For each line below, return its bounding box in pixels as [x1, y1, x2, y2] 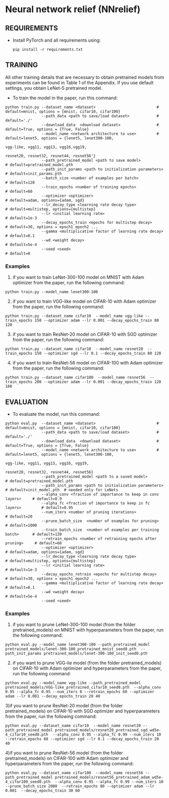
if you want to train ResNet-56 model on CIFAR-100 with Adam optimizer [12, 360, 163, 366]
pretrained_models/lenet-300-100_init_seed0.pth [43, 651, 148, 656]
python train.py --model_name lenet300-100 [5, 289, 98, 295]
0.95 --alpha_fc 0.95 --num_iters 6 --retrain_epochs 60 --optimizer [5, 690, 155, 695]
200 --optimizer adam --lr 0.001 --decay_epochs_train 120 [34, 379, 161, 385]
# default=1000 [5, 523, 37, 528]
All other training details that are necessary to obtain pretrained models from [5, 74, 164, 80]
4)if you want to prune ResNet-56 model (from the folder [5, 750, 124, 756]
